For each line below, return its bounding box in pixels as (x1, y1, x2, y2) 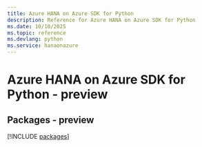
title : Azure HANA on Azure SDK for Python (7, 10, 134, 17)
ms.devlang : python (7, 36, 63, 43)
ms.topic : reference (7, 29, 67, 37)
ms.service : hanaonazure (7, 42, 79, 49)
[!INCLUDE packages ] (7, 133, 70, 140)
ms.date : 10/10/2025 (7, 23, 67, 30)
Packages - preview (7, 114, 94, 126)
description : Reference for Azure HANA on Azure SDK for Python (7, 17, 196, 23)
